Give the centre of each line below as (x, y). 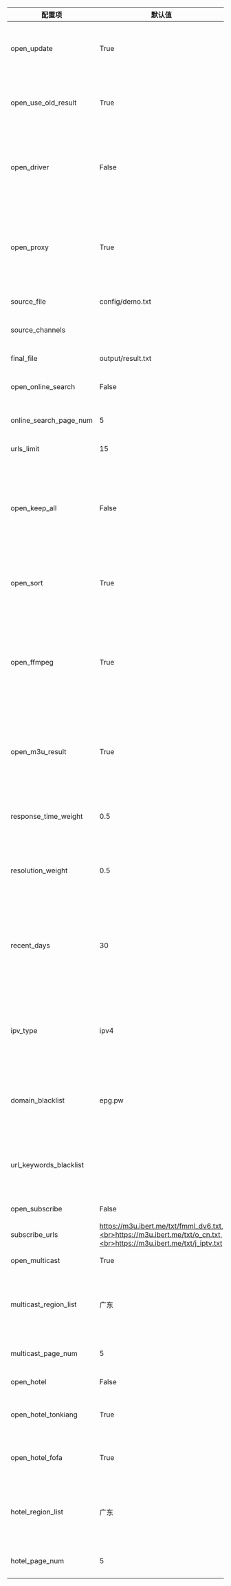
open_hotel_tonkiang (44, 1415)
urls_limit (25, 449)
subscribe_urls (34, 1234)
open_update (32, 49)
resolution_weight (39, 870)
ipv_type (24, 1031)
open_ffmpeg (32, 662)
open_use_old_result (44, 103)
